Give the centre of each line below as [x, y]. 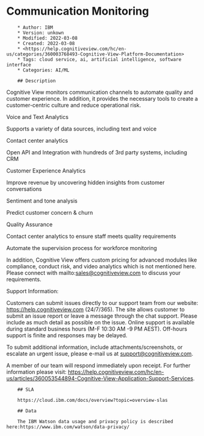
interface [19, 65]
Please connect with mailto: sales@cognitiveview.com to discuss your [93, 273]
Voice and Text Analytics [38, 116]
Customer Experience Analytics [46, 170]
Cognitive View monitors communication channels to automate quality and [100, 92]
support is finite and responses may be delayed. [67, 335]
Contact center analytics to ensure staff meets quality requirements [91, 236]
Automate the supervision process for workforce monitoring [82, 248]
